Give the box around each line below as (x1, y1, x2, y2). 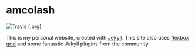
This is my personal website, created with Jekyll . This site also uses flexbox (6, 34, 189, 41)
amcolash (6, 3, 55, 17)
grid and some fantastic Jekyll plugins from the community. (6, 40, 150, 47)
